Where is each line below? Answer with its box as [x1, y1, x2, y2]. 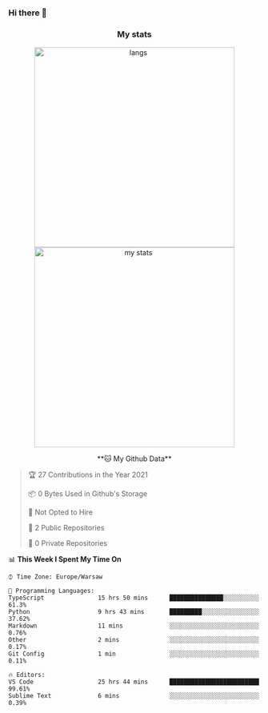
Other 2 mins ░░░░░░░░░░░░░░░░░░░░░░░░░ [8, 636, 260, 644]
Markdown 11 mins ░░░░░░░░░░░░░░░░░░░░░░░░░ [8, 622, 260, 631]
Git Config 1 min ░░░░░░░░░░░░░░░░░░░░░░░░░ [8, 650, 260, 659]
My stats [117, 28, 152, 39]
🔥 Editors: [8, 671, 46, 679]
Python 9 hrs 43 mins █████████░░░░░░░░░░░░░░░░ [8, 608, 260, 616]
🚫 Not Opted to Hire [27, 507, 94, 517]
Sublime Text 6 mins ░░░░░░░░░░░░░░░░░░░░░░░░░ [8, 692, 260, 700]
